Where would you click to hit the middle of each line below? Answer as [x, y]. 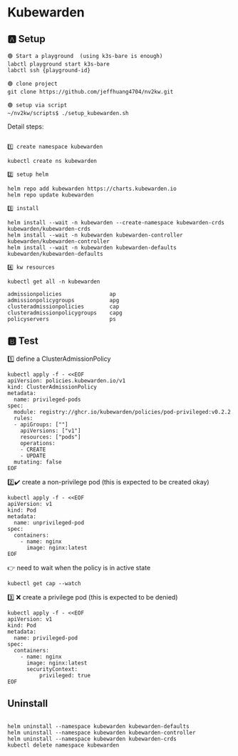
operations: [38, 443]
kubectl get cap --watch [44, 583]
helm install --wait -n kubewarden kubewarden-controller [95, 235]
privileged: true [65, 675]
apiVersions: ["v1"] [51, 431]
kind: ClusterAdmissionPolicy [52, 387]
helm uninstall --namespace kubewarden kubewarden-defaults [99, 726]
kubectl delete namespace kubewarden [63, 745]
